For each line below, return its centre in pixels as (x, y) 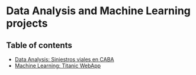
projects (27, 23)
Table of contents (39, 45)
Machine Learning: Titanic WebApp (58, 66)
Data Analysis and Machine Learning (98, 11)
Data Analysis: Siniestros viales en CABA (64, 59)
